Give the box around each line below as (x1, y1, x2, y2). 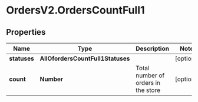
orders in (135, 79, 161, 87)
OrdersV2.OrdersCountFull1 (6, 4, 146, 17)
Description (135, 45, 170, 52)
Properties (6, 27, 46, 37)
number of (135, 71, 165, 80)
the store (135, 86, 161, 94)
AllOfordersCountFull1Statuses (39, 54, 130, 62)
